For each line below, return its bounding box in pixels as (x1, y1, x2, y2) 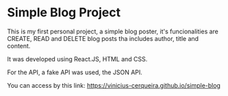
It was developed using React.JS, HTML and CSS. (7, 54, 148, 63)
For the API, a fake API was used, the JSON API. (7, 68, 142, 76)
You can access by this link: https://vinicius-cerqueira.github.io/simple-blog (7, 81, 221, 89)
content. (7, 42, 31, 50)
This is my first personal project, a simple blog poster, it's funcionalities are (7, 27, 219, 35)
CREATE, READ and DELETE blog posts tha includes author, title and (7, 34, 199, 42)
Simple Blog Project (7, 5, 121, 20)
